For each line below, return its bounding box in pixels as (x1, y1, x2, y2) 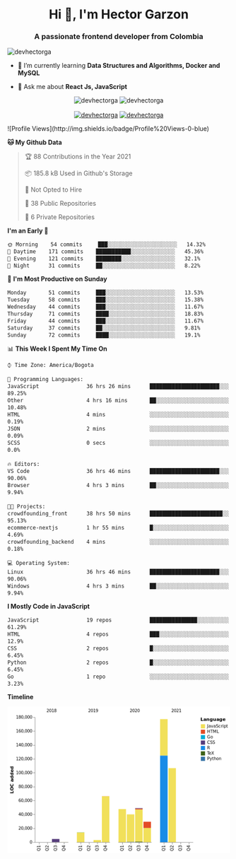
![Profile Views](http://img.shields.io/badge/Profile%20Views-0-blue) (7, 124, 210, 133)
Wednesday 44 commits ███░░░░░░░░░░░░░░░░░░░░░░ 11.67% (7, 303, 203, 310)
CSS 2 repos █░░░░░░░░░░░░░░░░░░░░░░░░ (7, 645, 230, 653)
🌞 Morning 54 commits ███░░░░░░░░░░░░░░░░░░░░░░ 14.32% (7, 241, 206, 248)
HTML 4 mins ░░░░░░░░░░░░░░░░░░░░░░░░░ (7, 411, 230, 419)
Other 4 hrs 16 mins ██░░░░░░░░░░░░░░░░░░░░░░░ (7, 397, 230, 404)
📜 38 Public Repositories (24, 199, 97, 208)
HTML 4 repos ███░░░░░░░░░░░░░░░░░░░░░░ (7, 631, 230, 638)
